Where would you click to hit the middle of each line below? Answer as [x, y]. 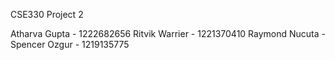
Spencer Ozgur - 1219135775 [70, 44]
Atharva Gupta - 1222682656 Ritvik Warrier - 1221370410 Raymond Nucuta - [168, 33]
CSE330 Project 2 [47, 14]
